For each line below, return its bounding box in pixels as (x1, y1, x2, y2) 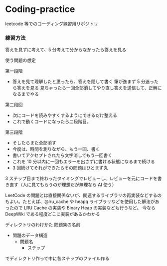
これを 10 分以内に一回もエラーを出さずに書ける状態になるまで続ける (12, 158, 156, 164)
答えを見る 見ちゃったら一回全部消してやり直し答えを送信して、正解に (16, 85, 162, 91)
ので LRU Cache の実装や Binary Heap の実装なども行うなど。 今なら (13, 205, 156, 211)
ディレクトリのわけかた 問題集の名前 (5, 221, 81, 228)
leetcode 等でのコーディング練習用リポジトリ (5, 20, 99, 26)
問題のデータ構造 (12, 232, 48, 238)
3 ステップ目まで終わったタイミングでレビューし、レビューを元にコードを (5, 175, 158, 181)
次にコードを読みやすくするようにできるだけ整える (12, 112, 118, 118)
